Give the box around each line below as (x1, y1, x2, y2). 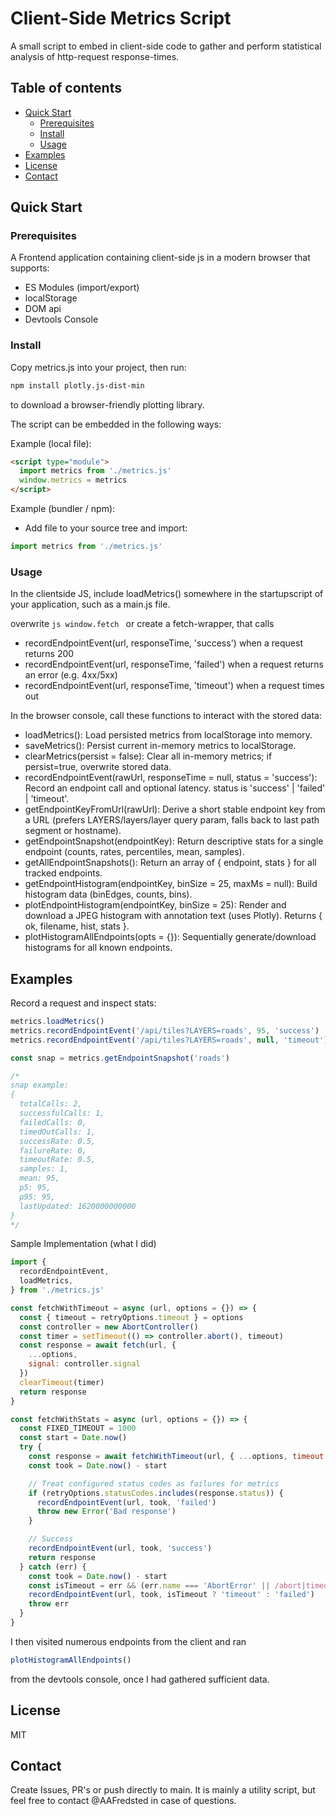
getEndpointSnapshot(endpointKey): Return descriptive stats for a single (24, 835, 324, 847)
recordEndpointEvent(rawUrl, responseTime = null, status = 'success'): (24, 772, 318, 784)
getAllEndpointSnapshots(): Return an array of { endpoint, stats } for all (24, 857, 317, 869)
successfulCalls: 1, (19, 1108, 105, 1119)
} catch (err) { (19, 1562, 87, 1572)
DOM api (24, 303, 62, 315)
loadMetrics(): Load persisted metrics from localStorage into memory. (24, 729, 313, 741)
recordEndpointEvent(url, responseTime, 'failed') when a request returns (24, 658, 324, 671)
